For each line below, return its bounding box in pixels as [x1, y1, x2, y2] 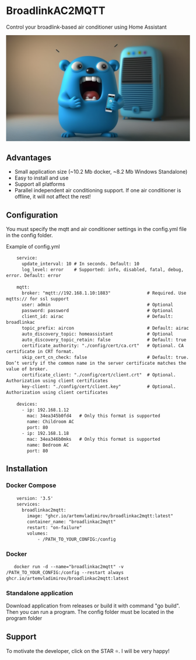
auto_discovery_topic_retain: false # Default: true [21, 337, 187, 343]
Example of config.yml [6, 243, 60, 250]
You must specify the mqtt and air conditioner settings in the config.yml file [6, 225, 187, 232]
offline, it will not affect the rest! [14, 193, 91, 200]
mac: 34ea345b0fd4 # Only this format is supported [27, 413, 160, 419]
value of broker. [6, 366, 48, 372]
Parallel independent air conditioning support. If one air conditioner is [14, 187, 181, 194]
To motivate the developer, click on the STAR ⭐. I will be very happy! [6, 648, 170, 655]
